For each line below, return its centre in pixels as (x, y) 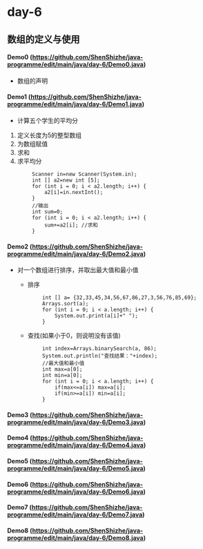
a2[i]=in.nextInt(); (74, 192)
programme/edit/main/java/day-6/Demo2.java (75, 253)
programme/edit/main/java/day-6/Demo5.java (75, 468)
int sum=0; (48, 211)
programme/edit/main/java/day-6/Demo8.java (75, 538)
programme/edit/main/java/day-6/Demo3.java (75, 422)
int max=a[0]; (62, 369)
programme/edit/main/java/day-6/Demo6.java (75, 492)
